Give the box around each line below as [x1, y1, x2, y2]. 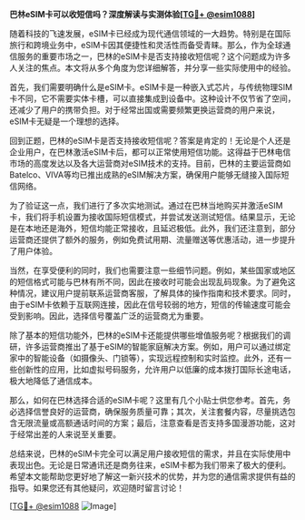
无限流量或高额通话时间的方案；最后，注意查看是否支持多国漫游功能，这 [16, 418, 288, 428]
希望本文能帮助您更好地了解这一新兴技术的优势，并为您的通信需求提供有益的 [9, 471, 296, 482]
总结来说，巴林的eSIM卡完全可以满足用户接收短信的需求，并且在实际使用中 [9, 448, 291, 459]
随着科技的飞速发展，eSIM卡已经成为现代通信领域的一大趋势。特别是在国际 [9, 28, 291, 39]
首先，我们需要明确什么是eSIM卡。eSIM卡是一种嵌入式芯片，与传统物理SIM [9, 82, 293, 92]
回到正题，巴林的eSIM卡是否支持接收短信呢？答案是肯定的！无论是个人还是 [9, 136, 291, 146]
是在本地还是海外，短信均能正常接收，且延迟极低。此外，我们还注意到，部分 [9, 223, 296, 233]
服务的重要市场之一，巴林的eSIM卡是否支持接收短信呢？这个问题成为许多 [16, 51, 291, 62]
